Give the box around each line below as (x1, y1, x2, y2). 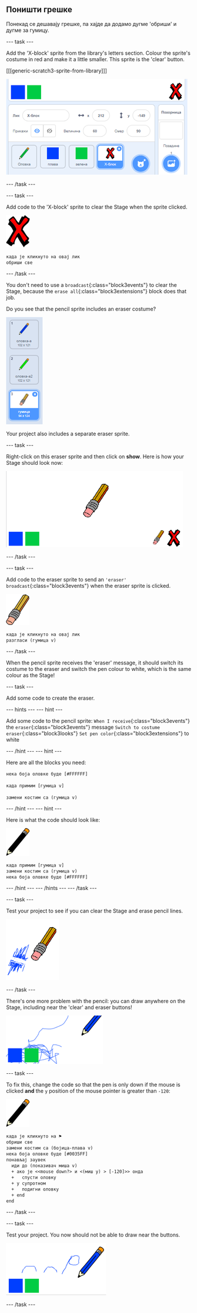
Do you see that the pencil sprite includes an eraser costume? (6, 305, 156, 312)
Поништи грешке (6, 5, 72, 15)
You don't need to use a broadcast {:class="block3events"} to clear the (6, 281, 178, 288)
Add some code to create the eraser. (6, 694, 95, 702)
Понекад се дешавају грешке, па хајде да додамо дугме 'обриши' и (6, 20, 177, 27)
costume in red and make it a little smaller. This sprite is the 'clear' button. (6, 55, 185, 62)
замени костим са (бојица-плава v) (6, 1145, 94, 1151)
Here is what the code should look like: (6, 816, 100, 823)
